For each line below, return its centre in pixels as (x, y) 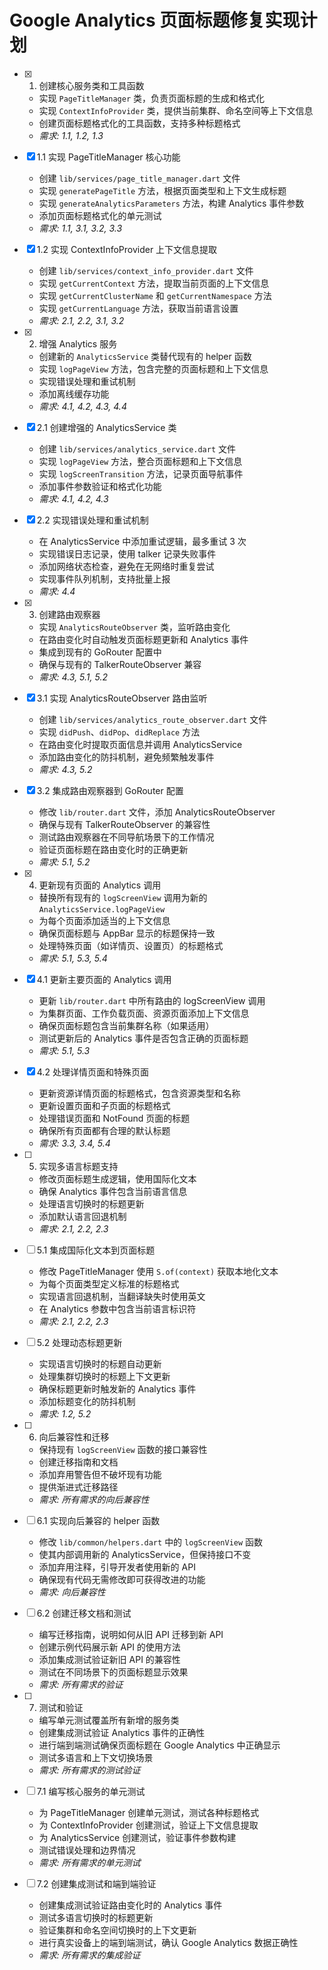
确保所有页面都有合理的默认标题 (104, 1130)
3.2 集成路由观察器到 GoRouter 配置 (110, 790)
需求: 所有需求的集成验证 (89, 1955)
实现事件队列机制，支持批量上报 (104, 578)
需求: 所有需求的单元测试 (89, 1862)
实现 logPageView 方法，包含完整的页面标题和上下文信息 (153, 368)
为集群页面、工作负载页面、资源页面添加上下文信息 (144, 1013)
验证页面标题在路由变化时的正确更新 (113, 849)
